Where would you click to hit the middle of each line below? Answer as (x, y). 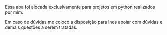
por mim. (14, 12)
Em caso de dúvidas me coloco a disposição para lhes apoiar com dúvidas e (84, 22)
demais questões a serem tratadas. (41, 27)
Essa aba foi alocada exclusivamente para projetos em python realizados (80, 7)
